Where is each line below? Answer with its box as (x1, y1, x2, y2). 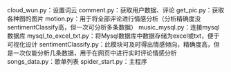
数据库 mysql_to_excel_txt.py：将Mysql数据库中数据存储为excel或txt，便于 (7, 32, 220, 40)
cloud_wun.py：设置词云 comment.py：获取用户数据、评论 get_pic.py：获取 (7, 6, 225, 14)
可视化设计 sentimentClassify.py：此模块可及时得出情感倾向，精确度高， (7, 40, 214, 48)
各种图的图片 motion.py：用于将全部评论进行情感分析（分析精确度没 (7, 14, 201, 23)
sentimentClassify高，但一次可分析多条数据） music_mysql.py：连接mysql (7, 23, 220, 31)
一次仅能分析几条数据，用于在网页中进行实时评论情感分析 (12, 49, 177, 57)
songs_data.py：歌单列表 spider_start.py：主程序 (7, 58, 147, 65)
